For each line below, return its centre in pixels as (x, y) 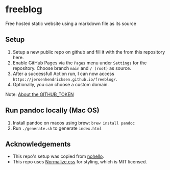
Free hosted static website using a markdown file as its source (71, 23)
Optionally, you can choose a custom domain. (60, 84)
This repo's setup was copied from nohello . (58, 156)
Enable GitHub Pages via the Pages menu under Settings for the (80, 63)
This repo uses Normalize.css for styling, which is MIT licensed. (80, 162)
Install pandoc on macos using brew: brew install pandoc (74, 123)
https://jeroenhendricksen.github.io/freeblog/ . (65, 79)
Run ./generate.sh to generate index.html (57, 128)
